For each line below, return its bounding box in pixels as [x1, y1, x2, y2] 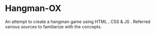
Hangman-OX [5, 3, 62, 14]
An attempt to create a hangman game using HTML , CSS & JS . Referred [5, 19, 151, 24]
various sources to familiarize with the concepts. [5, 23, 102, 29]
